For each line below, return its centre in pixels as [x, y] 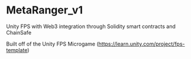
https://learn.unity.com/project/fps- [142, 44]
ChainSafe [19, 32]
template [17, 50]
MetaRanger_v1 [45, 10]
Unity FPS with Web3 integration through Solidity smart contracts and [91, 26]
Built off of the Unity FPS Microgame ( [52, 44]
